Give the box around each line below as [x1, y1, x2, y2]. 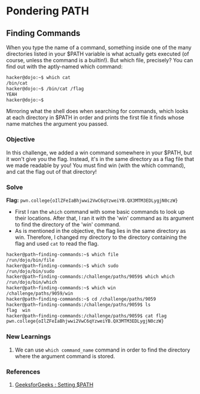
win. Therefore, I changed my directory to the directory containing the [14, 234, 187, 241]
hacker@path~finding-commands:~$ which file [6, 251, 119, 257]
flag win [6, 307, 31, 313]
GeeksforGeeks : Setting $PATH [14, 381, 94, 388]
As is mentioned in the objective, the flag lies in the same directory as [14, 227, 186, 234]
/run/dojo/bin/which [6, 280, 58, 286]
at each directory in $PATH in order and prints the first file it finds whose [6, 114, 184, 121]
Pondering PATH [6, 4, 90, 18]
